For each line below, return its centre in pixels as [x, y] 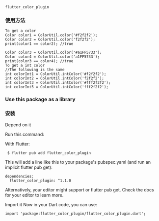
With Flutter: [18, 144]
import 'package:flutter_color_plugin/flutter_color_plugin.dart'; [76, 214]
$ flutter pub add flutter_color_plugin [49, 153]
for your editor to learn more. [34, 195]
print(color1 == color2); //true [39, 44]
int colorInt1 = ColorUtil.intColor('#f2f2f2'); [56, 74]
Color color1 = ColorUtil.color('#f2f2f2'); [51, 35]
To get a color [21, 31]
